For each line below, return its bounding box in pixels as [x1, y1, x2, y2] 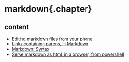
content [4, 23, 29, 31]
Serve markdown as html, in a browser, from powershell [11, 51, 124, 57]
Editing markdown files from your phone [11, 36, 93, 41]
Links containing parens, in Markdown [11, 41, 89, 47]
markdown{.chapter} [4, 3, 92, 15]
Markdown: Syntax [11, 46, 50, 52]
